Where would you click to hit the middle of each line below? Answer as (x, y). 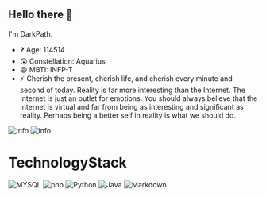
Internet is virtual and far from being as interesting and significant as (131, 106)
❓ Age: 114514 (42, 49)
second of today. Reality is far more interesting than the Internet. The (133, 90)
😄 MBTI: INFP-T (46, 69)
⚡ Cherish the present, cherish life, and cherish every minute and (126, 78)
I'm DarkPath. (31, 33)
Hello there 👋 (41, 15)
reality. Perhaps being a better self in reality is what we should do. (127, 115)
